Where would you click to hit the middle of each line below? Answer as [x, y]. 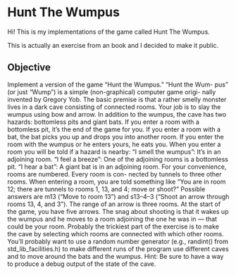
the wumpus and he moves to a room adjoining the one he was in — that [112, 219]
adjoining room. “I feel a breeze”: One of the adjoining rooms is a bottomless [118, 159]
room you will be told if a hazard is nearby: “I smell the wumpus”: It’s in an [114, 151]
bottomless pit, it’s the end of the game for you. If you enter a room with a [114, 129]
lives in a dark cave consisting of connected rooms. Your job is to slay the [114, 107]
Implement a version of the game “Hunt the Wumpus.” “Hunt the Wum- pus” [118, 84]
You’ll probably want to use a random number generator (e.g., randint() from [118, 241]
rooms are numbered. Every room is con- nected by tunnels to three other [114, 174]
